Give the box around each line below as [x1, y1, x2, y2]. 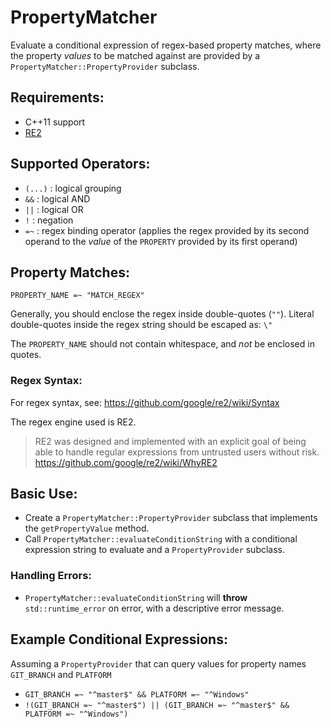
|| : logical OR [24, 203, 84, 215]
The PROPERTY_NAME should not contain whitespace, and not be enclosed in [10, 338, 315, 350]
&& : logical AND [24, 192, 91, 205]
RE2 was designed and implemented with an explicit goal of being [34, 435, 307, 447]
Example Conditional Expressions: [10, 631, 228, 648]
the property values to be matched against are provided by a [10, 49, 261, 61]
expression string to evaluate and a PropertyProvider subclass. [24, 544, 286, 556]
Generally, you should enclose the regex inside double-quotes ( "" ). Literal [10, 308, 315, 320]
